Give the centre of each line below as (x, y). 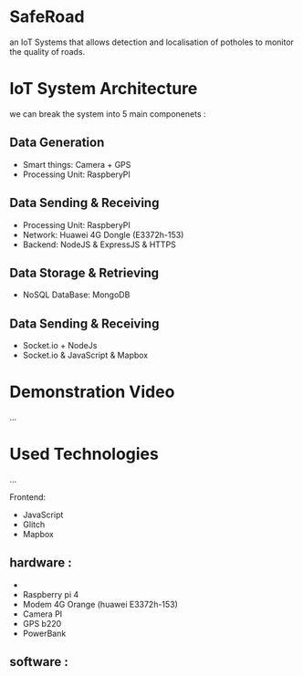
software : (39, 662)
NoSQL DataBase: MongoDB (76, 295)
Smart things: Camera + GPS (77, 164)
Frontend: (28, 497)
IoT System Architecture (104, 89)
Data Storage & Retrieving (84, 272)
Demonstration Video (92, 392)
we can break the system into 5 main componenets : (108, 114)
